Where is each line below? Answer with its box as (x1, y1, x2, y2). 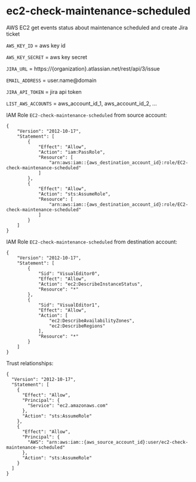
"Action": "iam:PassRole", (38, 149, 106, 155)
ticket (6, 30, 20, 37)
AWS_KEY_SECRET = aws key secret (6, 53, 88, 60)
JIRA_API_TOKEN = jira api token (6, 88, 82, 95)
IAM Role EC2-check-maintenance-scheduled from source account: (6, 111, 167, 118)
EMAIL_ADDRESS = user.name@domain (6, 77, 97, 84)
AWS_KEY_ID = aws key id (6, 42, 66, 49)
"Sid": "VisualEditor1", (38, 302, 100, 308)
